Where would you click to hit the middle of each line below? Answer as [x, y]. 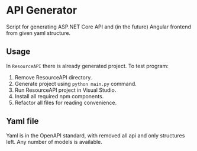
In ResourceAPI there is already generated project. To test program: [87, 66]
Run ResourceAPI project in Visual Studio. [65, 90]
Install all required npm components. [59, 96]
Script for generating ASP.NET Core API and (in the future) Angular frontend [98, 27]
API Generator [42, 10]
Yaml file [22, 121]
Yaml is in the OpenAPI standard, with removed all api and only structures [96, 135]
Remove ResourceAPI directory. [53, 77]
